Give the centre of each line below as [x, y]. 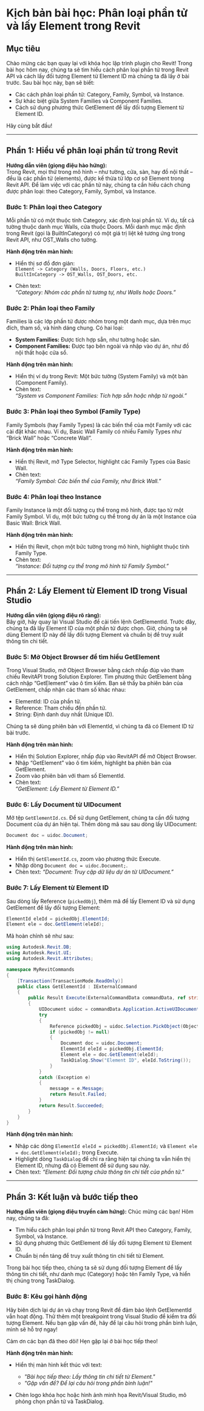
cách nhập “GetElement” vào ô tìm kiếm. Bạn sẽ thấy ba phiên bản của [95, 683]
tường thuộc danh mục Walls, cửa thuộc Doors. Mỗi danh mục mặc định [96, 227]
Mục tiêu [23, 48]
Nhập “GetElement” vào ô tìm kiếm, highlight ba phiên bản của [93, 763]
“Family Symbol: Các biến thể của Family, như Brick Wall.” [88, 481]
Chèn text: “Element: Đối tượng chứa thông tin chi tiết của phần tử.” [100, 1172]
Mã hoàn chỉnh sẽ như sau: [40, 936]
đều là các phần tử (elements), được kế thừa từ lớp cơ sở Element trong [95, 178]
